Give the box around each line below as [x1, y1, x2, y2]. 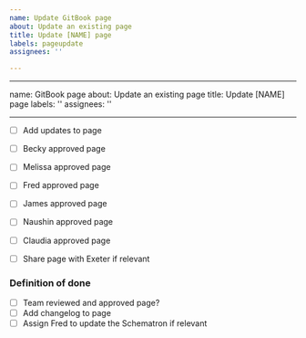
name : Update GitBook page [9, 13, 112, 23]
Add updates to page [22, 125, 102, 136]
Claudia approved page [22, 235, 111, 246]
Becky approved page [22, 143, 107, 154]
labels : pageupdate [9, 38, 84, 48]
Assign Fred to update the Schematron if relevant [22, 318, 208, 329]
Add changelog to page [22, 307, 112, 318]
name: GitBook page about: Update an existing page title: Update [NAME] [9, 89, 285, 100]
